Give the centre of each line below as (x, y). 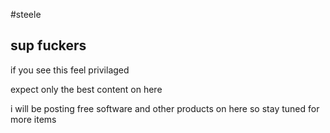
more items (33, 119)
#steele (26, 14)
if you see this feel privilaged (70, 70)
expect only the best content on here (86, 89)
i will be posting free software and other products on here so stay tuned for (165, 108)
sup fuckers (48, 45)
